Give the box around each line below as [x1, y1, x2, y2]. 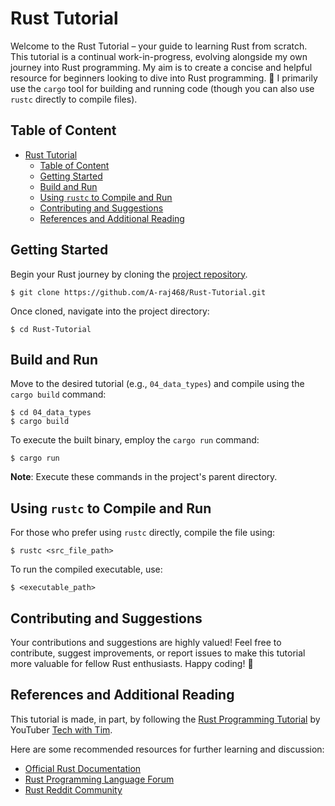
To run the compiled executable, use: [10, 563, 163, 576]
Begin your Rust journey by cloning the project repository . [10, 268, 248, 280]
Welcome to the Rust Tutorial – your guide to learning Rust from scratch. [10, 40, 308, 52]
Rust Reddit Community [24, 783, 123, 796]
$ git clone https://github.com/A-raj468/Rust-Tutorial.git [10, 287, 267, 297]
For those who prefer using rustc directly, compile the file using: [10, 527, 276, 539]
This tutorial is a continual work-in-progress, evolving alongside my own [10, 50, 308, 62]
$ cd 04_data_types [10, 408, 92, 418]
